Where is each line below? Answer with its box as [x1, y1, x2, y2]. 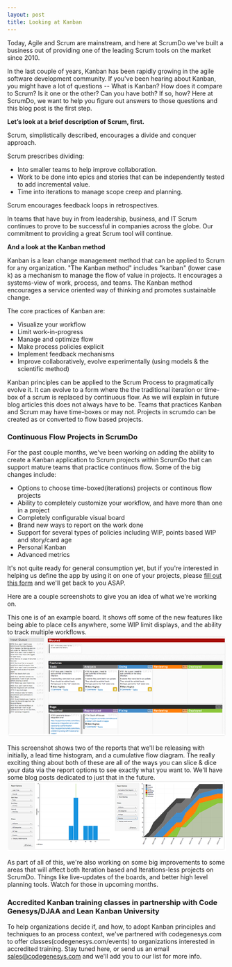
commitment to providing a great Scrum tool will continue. [7, 229, 173, 237]
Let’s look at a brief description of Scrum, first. [7, 117, 144, 125]
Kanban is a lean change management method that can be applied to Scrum [7, 256, 225, 265]
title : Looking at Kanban [7, 18, 82, 26]
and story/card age [17, 535, 72, 544]
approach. [7, 138, 37, 146]
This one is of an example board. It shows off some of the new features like [7, 613, 223, 621]
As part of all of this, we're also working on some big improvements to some [7, 858, 226, 867]
